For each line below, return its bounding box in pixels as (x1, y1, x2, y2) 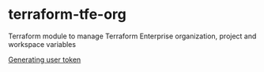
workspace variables (8, 39, 77, 49)
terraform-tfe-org (8, 5, 126, 23)
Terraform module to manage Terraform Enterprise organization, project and (8, 31, 257, 41)
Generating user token (8, 55, 81, 64)
